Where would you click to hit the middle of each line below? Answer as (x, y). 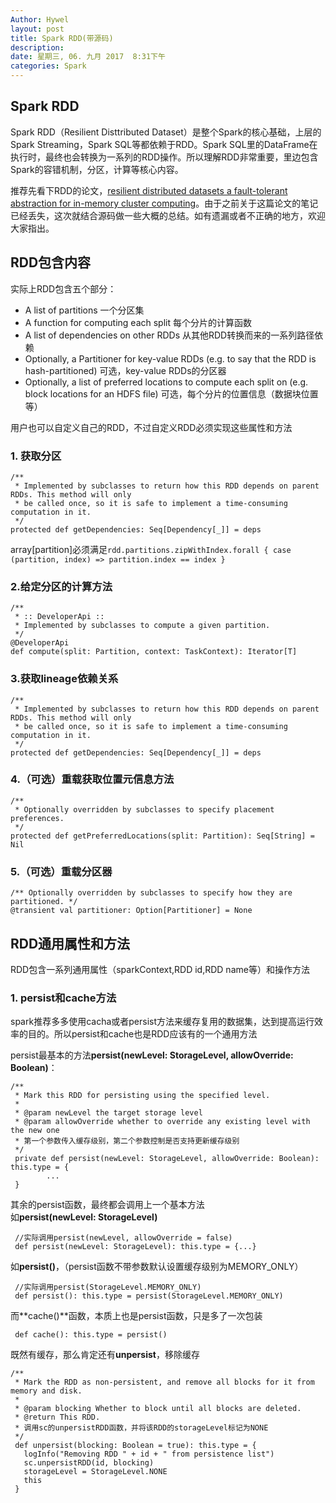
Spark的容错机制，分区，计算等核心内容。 (97, 169)
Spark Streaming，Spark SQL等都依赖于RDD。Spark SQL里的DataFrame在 (164, 144)
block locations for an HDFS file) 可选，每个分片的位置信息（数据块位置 (171, 393)
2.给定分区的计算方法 (61, 586)
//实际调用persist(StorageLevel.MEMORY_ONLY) (108, 1287)
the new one (35, 1131)
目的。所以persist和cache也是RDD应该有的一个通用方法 (142, 1034)
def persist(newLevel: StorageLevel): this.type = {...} (135, 1247)
